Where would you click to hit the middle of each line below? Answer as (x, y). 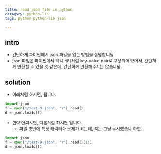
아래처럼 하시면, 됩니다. (34, 94)
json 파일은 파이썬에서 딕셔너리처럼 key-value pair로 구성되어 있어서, (78, 61)
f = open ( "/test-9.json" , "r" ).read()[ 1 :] (48, 142)
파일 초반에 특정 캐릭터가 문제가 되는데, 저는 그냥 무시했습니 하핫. (80, 128)
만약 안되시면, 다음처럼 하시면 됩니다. (47, 123)
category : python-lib (27, 14)
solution (18, 82)
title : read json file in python (39, 9)
